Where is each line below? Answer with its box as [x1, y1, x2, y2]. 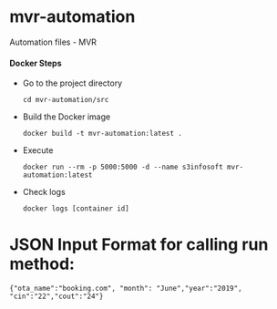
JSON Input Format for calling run [9, 234, 269, 255]
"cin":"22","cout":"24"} [9, 292, 104, 302]
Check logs [22, 187, 66, 198]
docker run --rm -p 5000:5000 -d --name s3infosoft [22, 162, 223, 172]
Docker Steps [9, 57, 62, 68]
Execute [22, 145, 54, 156]
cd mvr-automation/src [22, 96, 109, 105]
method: [9, 253, 76, 274]
